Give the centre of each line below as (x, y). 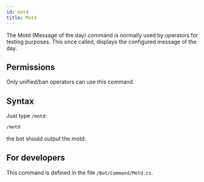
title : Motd (21, 18)
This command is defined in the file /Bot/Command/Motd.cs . (80, 172)
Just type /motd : (27, 116)
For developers (36, 158)
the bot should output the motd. (46, 139)
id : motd (17, 12)
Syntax (20, 101)
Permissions (31, 67)
